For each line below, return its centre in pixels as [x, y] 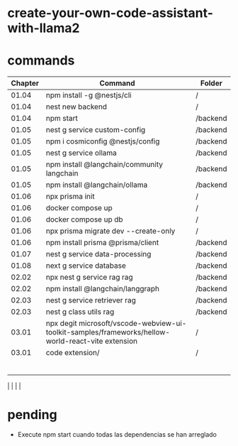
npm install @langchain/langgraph [103, 289]
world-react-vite [74, 341]
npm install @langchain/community [104, 165]
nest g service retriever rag [91, 300]
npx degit [61, 323]
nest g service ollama [81, 153]
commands [41, 61]
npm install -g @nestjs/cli [89, 95]
